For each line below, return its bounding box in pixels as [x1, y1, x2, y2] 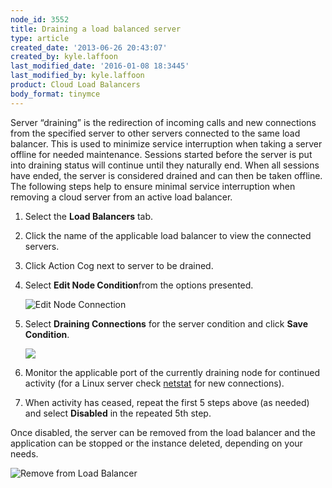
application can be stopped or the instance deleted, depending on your [10, 437, 303, 449]
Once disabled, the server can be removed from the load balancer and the [10, 426, 316, 438]
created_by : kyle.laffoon [10, 52, 118, 62]
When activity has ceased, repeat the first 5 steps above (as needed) [24, 396, 310, 408]
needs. [10, 447, 39, 460]
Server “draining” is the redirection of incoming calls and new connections [10, 116, 317, 128]
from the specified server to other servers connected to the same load [10, 127, 301, 139]
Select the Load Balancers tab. [24, 210, 154, 222]
